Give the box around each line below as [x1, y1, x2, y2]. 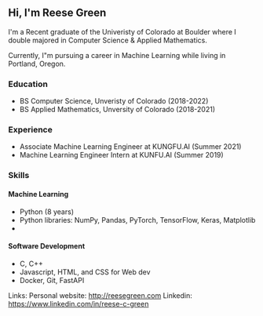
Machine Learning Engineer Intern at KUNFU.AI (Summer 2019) [19, 151, 224, 160]
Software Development [8, 242, 86, 251]
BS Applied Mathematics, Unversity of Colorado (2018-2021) [19, 105, 216, 114]
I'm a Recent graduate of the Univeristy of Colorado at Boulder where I [8, 27, 237, 36]
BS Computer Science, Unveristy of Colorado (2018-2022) [19, 96, 209, 106]
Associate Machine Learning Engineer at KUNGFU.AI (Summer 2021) [19, 142, 242, 151]
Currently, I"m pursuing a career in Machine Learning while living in [8, 50, 226, 60]
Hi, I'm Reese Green [8, 6, 107, 20]
